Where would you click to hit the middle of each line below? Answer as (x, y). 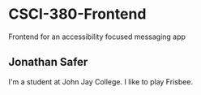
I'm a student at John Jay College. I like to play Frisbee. (100, 81)
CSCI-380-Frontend (77, 14)
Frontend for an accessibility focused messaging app (97, 37)
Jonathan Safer (48, 62)
